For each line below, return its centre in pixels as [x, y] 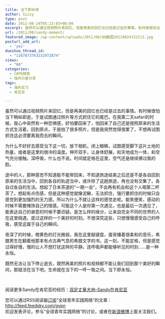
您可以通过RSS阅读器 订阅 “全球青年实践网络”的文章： [58, 300]
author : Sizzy [20, 14]
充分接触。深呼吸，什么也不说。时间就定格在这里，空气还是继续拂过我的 [82, 159]
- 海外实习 [19, 87]
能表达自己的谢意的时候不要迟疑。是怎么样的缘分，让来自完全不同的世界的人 [82, 212]
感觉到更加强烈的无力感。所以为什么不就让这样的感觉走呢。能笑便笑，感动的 [82, 199]
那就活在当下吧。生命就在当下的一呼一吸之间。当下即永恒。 [74, 270]
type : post [16, 19]
